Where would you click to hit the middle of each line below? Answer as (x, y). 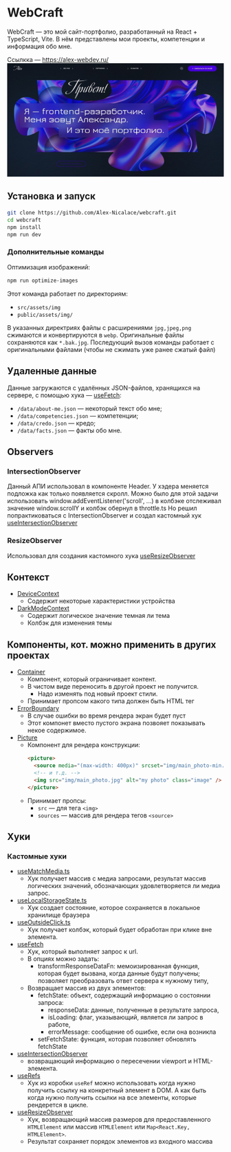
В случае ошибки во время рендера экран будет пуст (107, 716)
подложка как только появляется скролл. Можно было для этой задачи (113, 494)
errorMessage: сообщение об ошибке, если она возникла (132, 1032)
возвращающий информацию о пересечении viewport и (110, 1061)
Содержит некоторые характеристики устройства (101, 601)
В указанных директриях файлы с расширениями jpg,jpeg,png (99, 327)
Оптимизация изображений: (49, 267)
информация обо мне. (40, 46)
